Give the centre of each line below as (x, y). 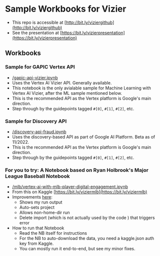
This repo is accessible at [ (39, 22)
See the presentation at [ (37, 33)
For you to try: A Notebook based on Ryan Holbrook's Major (77, 170)
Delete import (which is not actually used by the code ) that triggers (87, 218)
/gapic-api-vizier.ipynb (35, 77)
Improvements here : (32, 197)
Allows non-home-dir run (44, 213)
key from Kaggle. (36, 243)
